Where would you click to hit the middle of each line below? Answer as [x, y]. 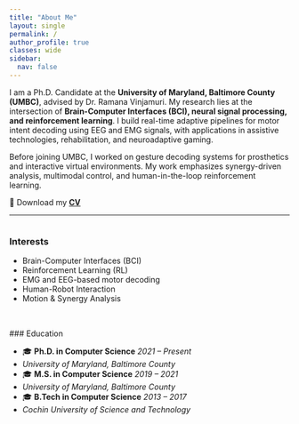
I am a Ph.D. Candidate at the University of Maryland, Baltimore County [142, 92]
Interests [29, 241]
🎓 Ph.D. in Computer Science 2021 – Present [107, 351]
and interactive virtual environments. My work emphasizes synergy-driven [145, 166]
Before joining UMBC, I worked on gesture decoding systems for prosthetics [149, 156]
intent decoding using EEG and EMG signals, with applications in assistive [144, 130]
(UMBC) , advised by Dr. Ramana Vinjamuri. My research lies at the [131, 101]
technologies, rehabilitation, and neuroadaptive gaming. [111, 140]
